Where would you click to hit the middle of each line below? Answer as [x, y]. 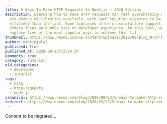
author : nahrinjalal [27, 42]
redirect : [15, 102]
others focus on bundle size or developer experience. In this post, [83, 28]
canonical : [16, 97]
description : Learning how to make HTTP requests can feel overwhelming [82, 14]
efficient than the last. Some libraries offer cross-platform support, [86, 24]
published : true [22, 47]
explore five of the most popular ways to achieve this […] [73, 33]
